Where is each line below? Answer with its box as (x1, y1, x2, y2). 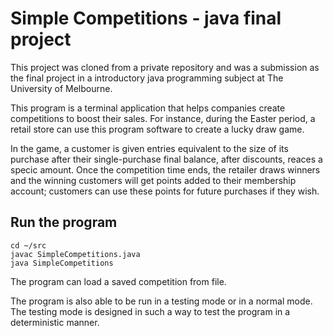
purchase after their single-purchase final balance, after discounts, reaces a (10, 153, 323, 165)
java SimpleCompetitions (10, 258, 114, 268)
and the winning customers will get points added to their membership (10, 174, 297, 186)
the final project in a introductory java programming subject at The (10, 72, 284, 84)
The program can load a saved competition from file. (10, 275, 227, 287)
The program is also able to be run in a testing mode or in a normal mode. (10, 295, 313, 307)
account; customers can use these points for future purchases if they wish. (10, 185, 320, 197)
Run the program (10, 214, 118, 231)
